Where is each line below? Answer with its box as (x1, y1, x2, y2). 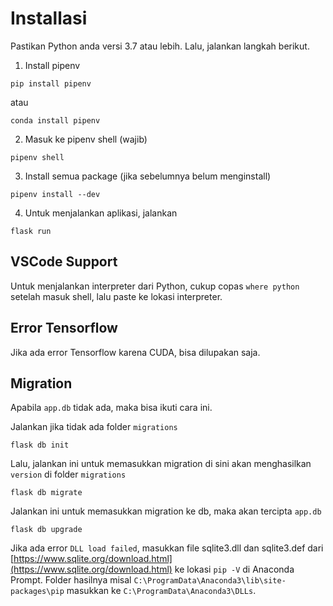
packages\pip (10, 587, 65, 597)
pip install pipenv (10, 78, 92, 89)
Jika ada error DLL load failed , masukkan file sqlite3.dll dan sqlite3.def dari (10, 542, 324, 554)
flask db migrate (10, 488, 83, 498)
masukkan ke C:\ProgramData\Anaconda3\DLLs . (66, 585, 257, 597)
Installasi (10, 7, 88, 30)
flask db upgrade (10, 525, 83, 535)
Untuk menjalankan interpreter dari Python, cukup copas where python (10, 280, 300, 292)
